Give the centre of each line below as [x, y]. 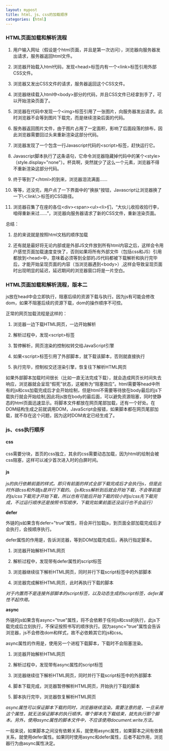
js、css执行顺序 [25, 430]
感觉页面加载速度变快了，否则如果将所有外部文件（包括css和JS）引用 [90, 252]
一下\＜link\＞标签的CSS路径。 [45, 196]
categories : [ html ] [26, 19]
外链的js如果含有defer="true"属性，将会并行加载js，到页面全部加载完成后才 [84, 523]
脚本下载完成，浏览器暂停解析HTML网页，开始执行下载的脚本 [76, 686]
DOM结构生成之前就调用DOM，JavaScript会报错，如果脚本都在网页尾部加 [82, 409]
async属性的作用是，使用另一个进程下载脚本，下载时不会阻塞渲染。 [76, 643]
